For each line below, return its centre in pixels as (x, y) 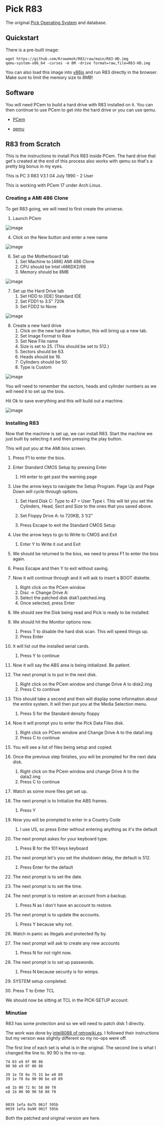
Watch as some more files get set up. (50, 791)
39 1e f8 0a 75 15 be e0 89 (34, 1075)
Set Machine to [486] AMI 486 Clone (57, 261)
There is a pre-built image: (32, 49)
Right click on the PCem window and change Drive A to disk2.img (86, 684)
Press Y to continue (40, 656)
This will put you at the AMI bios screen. (46, 448)
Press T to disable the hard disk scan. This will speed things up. (84, 631)
